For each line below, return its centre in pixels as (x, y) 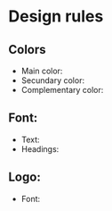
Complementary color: (62, 90)
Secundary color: (53, 80)
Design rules (56, 17)
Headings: (40, 148)
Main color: (42, 71)
